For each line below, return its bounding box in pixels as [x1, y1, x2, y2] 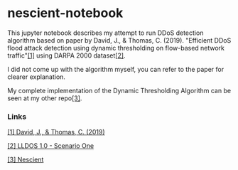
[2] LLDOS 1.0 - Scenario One [7, 142, 94, 150]
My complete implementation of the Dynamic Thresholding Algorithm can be [7, 86, 232, 95]
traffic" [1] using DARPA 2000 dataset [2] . [7, 51, 126, 60]
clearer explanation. [7, 73, 66, 81]
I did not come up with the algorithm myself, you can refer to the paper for [7, 65, 225, 73]
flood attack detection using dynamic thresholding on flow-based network [7, 43, 225, 52]
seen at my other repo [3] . [7, 94, 82, 102]
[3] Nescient [7, 155, 44, 164]
